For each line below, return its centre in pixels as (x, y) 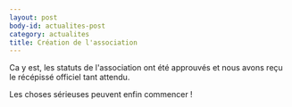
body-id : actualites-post (57, 26)
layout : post (33, 17)
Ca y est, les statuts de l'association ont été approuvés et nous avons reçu (146, 68)
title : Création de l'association (74, 42)
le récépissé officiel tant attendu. (70, 78)
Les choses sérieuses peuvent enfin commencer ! (101, 95)
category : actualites (50, 34)
